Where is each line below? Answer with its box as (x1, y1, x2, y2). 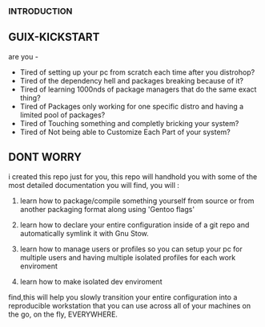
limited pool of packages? (19, 110, 106, 120)
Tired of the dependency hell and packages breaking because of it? (19, 76, 244, 85)
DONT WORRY (8, 150, 82, 164)
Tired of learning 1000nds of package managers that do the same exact (19, 84, 257, 94)
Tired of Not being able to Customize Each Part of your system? (19, 127, 231, 137)
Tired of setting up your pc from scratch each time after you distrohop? (19, 67, 255, 77)
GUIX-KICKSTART (8, 31, 100, 44)
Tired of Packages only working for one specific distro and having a (19, 101, 244, 111)
